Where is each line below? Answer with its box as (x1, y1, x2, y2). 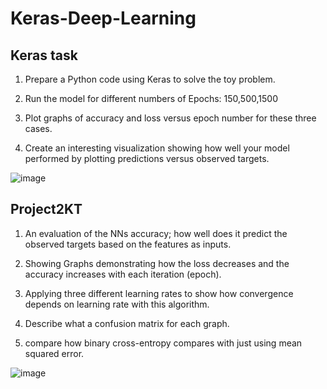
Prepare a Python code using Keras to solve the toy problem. (24, 73, 276, 85)
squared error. (24, 347, 85, 359)
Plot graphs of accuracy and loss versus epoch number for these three (24, 112, 317, 124)
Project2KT (10, 201, 83, 218)
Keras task (10, 47, 78, 64)
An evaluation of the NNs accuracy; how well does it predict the (24, 227, 288, 239)
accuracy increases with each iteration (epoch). (24, 268, 222, 280)
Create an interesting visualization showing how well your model (24, 142, 290, 154)
